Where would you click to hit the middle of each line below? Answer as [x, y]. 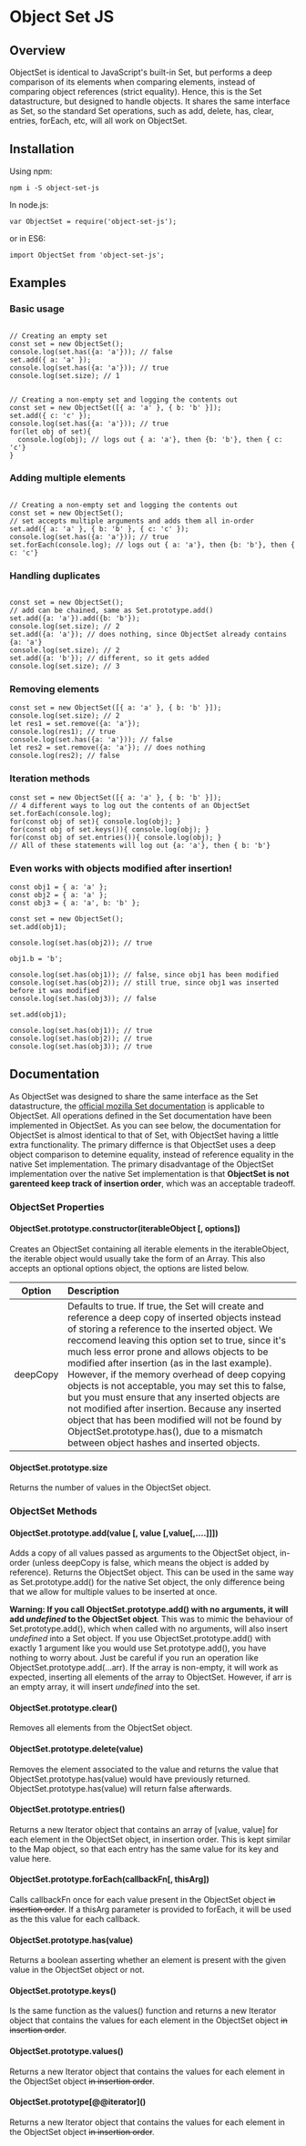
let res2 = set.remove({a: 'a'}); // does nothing [107, 748]
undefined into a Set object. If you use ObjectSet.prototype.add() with [140, 1639]
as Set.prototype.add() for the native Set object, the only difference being [147, 1582]
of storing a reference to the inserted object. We [170, 1329]
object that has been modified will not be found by [175, 1420]
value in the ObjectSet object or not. [77, 1970]
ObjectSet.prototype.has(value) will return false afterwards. [121, 1788]
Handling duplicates [55, 576]
